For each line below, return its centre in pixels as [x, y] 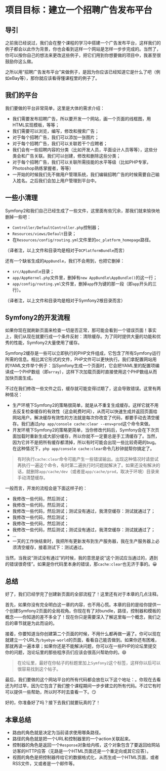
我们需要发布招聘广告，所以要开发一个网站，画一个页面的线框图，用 [82, 118]
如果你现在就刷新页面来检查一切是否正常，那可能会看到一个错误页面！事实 [81, 330]
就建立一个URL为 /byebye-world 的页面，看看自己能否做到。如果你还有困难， [82, 640]
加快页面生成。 [20, 378]
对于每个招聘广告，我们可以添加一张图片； [56, 137]
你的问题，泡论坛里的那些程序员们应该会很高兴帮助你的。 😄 [66, 653]
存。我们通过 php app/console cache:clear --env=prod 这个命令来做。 [83, 424]
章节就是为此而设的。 [35, 623]
